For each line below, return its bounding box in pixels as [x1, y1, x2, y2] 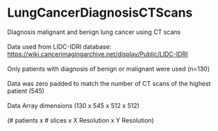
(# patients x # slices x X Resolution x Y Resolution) [7, 116, 154, 124]
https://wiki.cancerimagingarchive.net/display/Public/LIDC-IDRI [7, 50, 188, 58]
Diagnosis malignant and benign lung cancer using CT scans [7, 28, 181, 36]
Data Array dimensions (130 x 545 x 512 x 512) [7, 101, 140, 110]
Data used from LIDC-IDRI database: [7, 42, 112, 51]
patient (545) [7, 87, 45, 95]
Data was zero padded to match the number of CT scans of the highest [7, 79, 211, 87]
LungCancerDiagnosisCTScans [7, 5, 193, 21]
